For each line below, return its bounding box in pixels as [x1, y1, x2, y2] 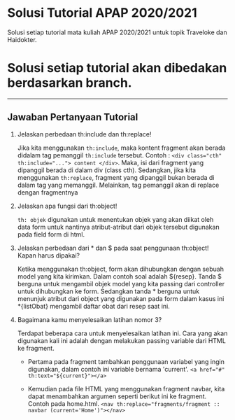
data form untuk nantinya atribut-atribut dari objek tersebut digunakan [17, 223, 220, 231]
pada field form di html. [17, 230, 85, 239]
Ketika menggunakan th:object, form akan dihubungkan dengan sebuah [17, 265, 224, 273]
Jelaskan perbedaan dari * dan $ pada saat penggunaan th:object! [17, 244, 209, 252]
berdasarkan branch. [7, 75, 132, 91]
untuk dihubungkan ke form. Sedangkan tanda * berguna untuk [17, 287, 200, 295]
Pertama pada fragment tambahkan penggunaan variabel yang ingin [27, 357, 225, 365]
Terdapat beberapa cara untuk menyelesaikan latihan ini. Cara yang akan [17, 329, 228, 337]
